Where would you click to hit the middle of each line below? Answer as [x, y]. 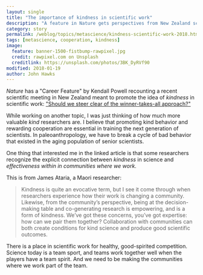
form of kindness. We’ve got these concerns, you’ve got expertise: [104, 215]
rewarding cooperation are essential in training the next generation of [92, 128]
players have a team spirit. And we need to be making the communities [95, 259]
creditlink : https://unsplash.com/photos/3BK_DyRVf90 [81, 62]
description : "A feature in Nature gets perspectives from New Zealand [98, 23]
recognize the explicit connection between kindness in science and [90, 160]
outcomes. [34, 234]
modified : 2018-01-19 [34, 68]
